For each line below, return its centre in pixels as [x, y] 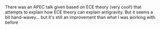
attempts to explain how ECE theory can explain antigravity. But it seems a [79, 12]
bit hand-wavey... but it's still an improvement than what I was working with [80, 17]
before [12, 22]
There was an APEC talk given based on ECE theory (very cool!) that [73, 7]
